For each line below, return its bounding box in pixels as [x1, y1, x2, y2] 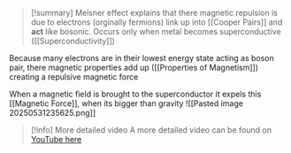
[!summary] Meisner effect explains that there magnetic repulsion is [30, 8, 279, 18]
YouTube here [30, 134, 82, 144]
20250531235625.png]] [9, 108, 96, 118]
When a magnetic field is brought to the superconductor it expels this [9, 88, 262, 99]
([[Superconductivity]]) [30, 35, 115, 46]
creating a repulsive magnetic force [9, 72, 139, 82]
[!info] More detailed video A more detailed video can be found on [30, 125, 272, 135]
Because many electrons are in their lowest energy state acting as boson [9, 53, 274, 63]
